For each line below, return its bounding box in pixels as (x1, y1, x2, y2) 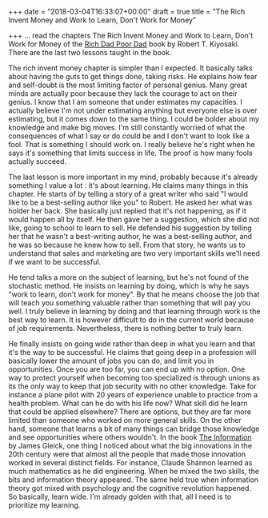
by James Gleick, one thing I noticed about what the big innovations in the (8, 441, 253, 450)
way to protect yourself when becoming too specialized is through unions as (8, 373, 260, 382)
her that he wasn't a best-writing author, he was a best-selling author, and (8, 232, 253, 241)
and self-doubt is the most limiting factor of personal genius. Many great (8, 80, 248, 90)
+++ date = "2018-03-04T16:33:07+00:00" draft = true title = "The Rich (8, 7, 246, 16)
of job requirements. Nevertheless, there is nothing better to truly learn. (8, 324, 244, 333)
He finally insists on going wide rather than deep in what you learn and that (8, 339, 256, 349)
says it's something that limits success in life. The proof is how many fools (8, 148, 254, 157)
